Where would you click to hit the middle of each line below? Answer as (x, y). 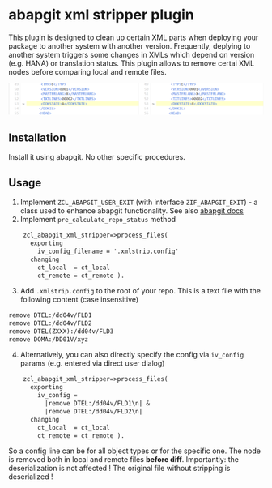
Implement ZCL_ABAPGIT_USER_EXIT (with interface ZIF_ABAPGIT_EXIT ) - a (139, 202)
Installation (37, 137)
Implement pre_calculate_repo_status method (98, 220)
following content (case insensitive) (79, 300)
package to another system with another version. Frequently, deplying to (130, 45)
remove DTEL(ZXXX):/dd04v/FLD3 (61, 332)
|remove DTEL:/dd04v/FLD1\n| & (97, 404)
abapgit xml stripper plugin (101, 15)
